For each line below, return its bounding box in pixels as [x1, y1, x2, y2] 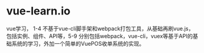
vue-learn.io [6, 4, 71, 18]
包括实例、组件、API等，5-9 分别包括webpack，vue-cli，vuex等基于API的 [6, 32, 193, 40]
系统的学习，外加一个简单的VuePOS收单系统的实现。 [11, 40, 145, 47]
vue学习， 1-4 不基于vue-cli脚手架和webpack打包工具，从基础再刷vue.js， [6, 25, 194, 32]
